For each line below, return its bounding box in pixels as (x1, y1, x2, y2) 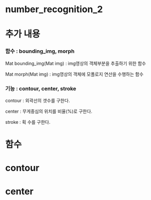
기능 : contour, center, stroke (5, 85, 77, 92)
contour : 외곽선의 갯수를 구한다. (5, 97, 70, 104)
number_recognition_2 (5, 4, 103, 15)
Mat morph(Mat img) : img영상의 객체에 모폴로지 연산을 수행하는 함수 (5, 71, 144, 77)
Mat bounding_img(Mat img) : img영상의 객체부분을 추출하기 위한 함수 (5, 60, 146, 66)
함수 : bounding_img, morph (5, 48, 75, 55)
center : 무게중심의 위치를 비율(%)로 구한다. (5, 108, 93, 114)
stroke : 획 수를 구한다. (5, 119, 51, 125)
